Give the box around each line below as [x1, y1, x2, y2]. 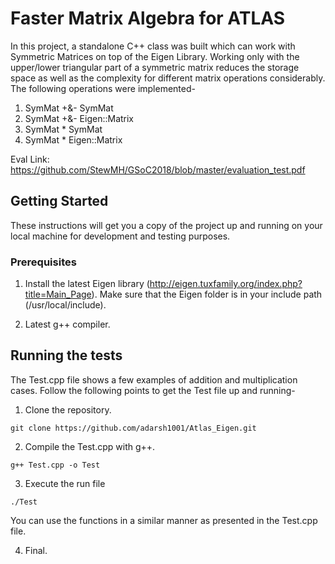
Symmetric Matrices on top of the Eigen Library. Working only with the [10, 50, 300, 62]
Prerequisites [10, 255, 77, 269]
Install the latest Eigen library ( [24, 278, 150, 290]
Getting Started [10, 193, 109, 210]
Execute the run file [24, 477, 106, 489]
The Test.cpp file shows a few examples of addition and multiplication [10, 373, 298, 386]
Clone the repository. [24, 403, 112, 416]
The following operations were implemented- [10, 82, 196, 94]
